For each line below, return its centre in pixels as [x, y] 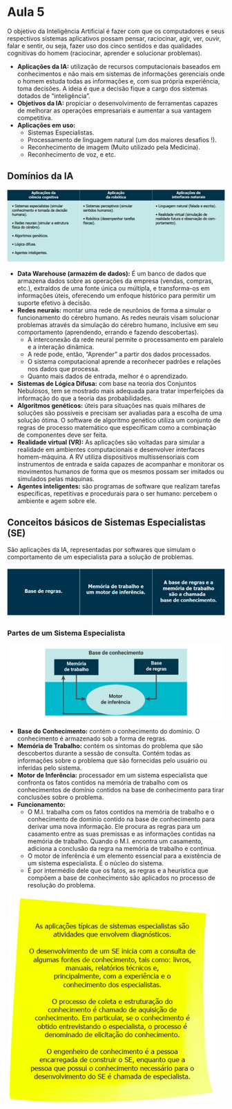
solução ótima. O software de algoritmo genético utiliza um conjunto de [119, 420]
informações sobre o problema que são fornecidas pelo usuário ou [112, 760]
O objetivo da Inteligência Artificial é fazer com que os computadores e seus [116, 31]
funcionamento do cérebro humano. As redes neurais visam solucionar [118, 317]
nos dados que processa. [64, 369]
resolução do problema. [61, 885]
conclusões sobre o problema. [60, 797]
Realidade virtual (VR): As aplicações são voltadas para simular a [111, 442]
